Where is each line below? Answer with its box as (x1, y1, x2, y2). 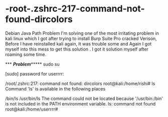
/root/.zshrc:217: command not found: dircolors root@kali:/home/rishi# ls (5, 80, 155, 86)
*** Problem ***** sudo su (5, 61, 60, 67)
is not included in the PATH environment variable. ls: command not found (5, 100, 156, 106)
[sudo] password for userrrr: (5, 70, 64, 76)
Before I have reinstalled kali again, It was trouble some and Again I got (5, 40, 152, 46)
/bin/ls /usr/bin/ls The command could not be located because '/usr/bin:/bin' (5, 95, 163, 101)
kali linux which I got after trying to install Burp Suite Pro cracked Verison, (5, 35, 157, 41)
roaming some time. (5, 51, 47, 57)
